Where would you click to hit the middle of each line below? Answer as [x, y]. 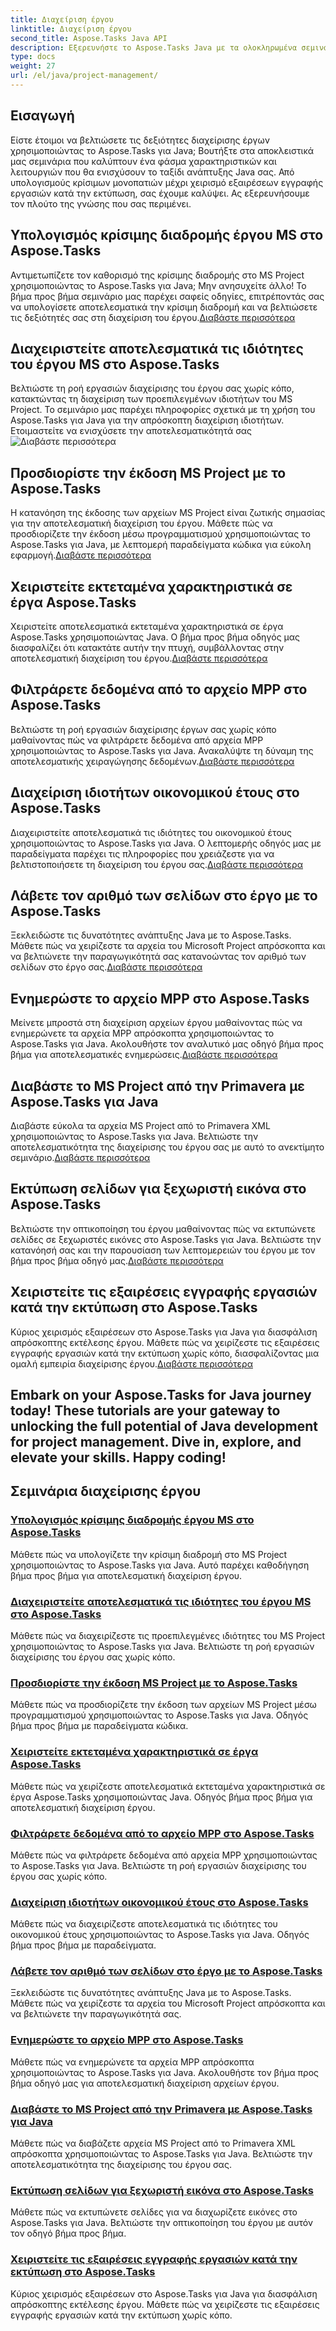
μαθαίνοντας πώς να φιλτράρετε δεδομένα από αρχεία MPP [137, 740]
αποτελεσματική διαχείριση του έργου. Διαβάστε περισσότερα [139, 658]
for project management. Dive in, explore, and [156, 1442]
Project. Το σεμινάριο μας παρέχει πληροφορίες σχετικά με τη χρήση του [163, 410]
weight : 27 [33, 66]
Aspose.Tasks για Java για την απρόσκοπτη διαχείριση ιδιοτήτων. [147, 420]
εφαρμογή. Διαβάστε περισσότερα [81, 555]
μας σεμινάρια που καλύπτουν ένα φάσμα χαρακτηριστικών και [143, 161]
